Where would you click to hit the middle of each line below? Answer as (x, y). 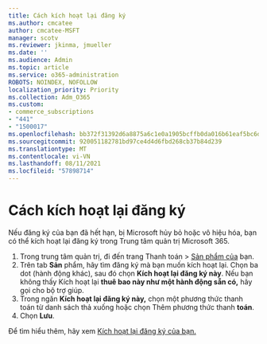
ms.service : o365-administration (64, 75)
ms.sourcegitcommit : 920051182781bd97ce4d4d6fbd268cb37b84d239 (115, 141)
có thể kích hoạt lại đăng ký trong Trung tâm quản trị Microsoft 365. (119, 240)
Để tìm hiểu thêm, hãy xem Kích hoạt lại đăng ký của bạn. (102, 330)
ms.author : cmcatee (41, 23)
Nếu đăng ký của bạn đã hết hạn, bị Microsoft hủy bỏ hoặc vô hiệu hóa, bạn (132, 233)
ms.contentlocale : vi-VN (49, 156)
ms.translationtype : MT (48, 149)
